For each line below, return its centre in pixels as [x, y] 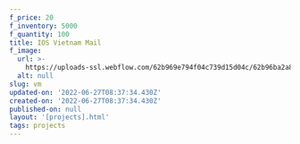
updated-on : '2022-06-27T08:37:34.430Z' [86, 92]
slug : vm [25, 84]
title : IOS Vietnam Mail [55, 42]
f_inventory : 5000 [43, 26]
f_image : [25, 51]
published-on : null [46, 109]
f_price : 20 [31, 17]
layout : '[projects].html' [59, 117]
